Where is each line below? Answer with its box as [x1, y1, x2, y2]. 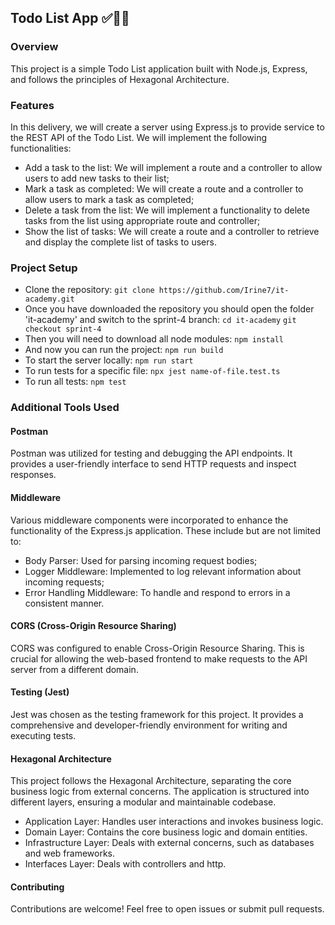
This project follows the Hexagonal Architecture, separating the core [10, 775, 292, 787]
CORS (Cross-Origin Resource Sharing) [10, 620, 177, 632]
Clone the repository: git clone [24, 284, 155, 296]
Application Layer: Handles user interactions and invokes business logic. [24, 816, 324, 828]
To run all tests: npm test [24, 376, 127, 388]
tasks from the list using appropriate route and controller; [24, 214, 261, 226]
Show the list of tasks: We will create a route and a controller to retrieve [24, 225, 320, 237]
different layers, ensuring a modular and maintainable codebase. [10, 796, 277, 808]
